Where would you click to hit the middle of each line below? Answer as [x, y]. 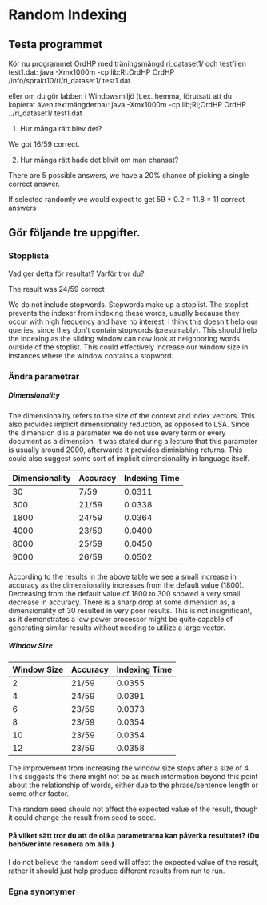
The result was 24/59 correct [57, 289]
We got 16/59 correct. [44, 144]
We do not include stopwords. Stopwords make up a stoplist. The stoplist [128, 304]
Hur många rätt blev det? [61, 129]
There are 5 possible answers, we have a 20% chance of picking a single [129, 175]
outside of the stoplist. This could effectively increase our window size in [128, 347]
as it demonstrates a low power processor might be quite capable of [121, 619]
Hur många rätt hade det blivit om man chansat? [99, 160]
